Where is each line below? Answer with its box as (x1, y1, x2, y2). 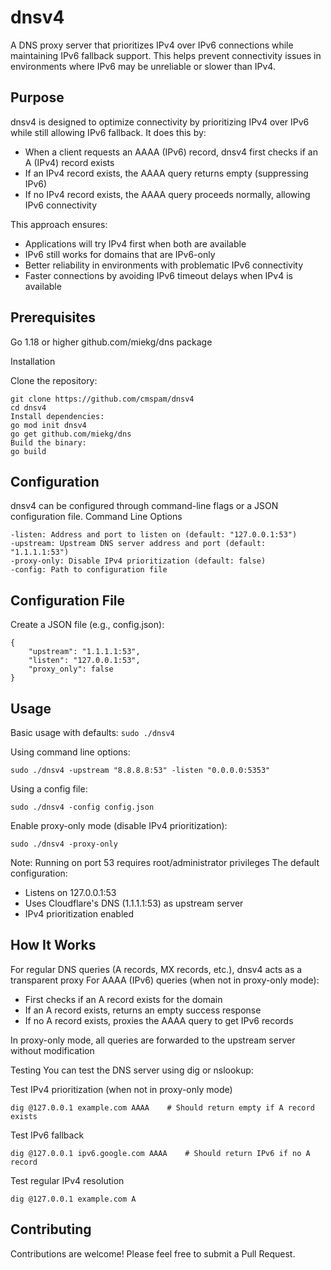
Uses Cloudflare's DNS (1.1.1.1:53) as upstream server (24, 897, 244, 909)
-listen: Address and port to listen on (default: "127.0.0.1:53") (10, 530, 298, 540)
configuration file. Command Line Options (10, 511, 183, 523)
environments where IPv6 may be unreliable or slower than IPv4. (10, 60, 276, 72)
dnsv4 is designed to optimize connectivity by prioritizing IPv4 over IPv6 (10, 116, 310, 128)
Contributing (10, 1221, 92, 1238)
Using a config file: (10, 783, 88, 795)
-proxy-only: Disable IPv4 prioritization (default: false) (10, 556, 267, 566)
